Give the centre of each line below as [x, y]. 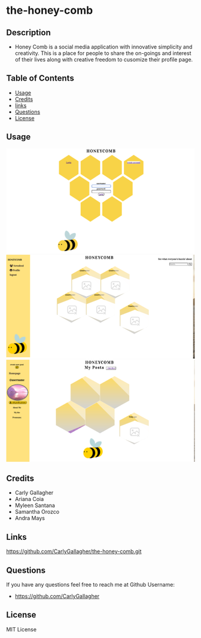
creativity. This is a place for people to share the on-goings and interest [103, 53]
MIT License [22, 629]
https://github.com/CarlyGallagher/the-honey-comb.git [74, 551]
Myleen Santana [35, 505]
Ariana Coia [29, 499]
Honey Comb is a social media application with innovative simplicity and [103, 47]
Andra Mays [30, 518]
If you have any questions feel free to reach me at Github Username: [91, 585]
